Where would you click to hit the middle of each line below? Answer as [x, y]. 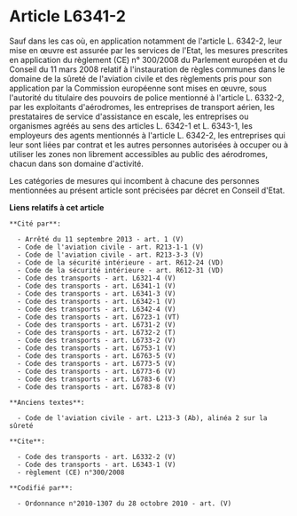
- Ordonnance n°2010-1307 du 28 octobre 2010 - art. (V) [125, 504]
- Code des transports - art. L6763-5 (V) [97, 356]
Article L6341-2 [68, 16]
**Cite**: [27, 441]
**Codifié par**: [41, 488]
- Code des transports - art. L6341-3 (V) [97, 294]
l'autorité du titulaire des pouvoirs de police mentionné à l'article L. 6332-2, [147, 97]
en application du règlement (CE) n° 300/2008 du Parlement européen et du [148, 60]
